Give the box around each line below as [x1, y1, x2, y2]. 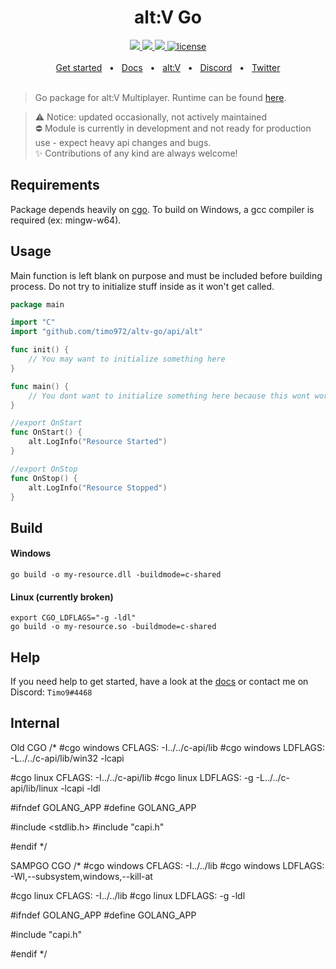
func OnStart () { [10, 427, 83, 438]
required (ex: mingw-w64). [10, 214, 122, 226]
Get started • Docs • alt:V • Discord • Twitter [55, 61, 281, 73]
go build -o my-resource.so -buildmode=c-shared [10, 622, 217, 632]
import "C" [10, 317, 56, 328]
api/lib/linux [10, 782, 59, 794]
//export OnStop [10, 464, 78, 474]
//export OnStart [10, 418, 83, 428]
